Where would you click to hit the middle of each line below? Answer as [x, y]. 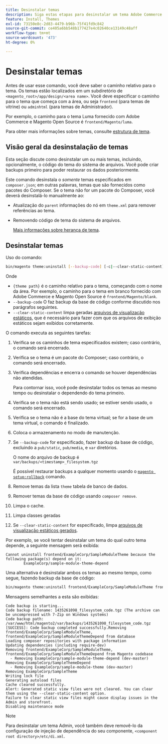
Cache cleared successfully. [36, 685]
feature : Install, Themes [32, 19]
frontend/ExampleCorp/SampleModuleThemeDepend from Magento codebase [80, 654]
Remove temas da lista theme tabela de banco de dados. [70, 486]
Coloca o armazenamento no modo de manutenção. [66, 433]
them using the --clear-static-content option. [56, 693]
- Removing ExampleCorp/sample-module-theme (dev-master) [72, 667]
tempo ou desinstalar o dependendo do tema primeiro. [69, 393]
